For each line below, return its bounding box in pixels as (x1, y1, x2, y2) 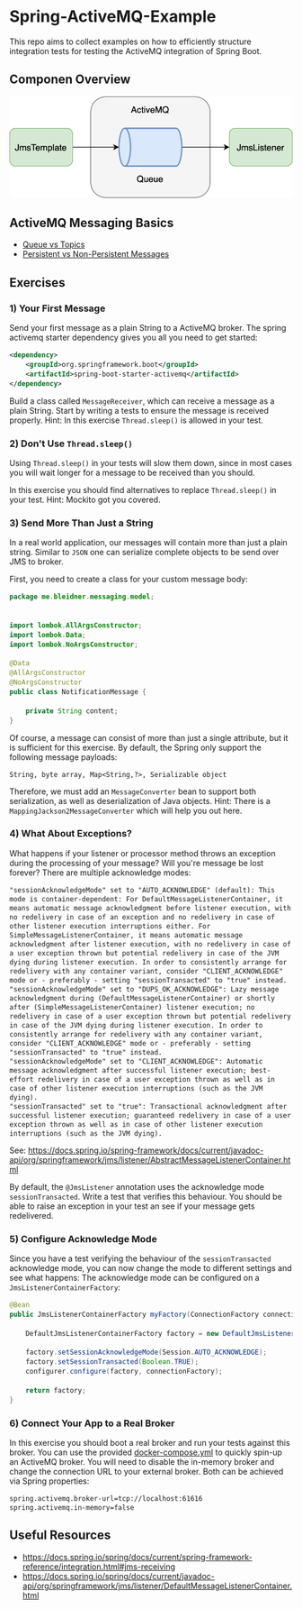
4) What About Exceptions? (9, 827, 132, 840)
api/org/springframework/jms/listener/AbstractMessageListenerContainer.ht (9, 1154, 291, 1165)
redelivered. (9, 1210, 54, 1220)
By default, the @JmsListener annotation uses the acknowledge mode (9, 1181, 265, 1192)
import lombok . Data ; (9, 630, 87, 639)
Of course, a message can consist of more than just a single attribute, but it (9, 732, 289, 743)
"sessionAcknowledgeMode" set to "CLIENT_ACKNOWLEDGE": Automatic (9, 1056, 263, 1065)
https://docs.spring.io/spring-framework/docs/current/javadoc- (28, 1145, 264, 1156)
